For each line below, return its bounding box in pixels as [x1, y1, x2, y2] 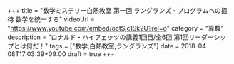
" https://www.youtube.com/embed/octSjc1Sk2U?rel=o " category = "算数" [7, 24, 224, 32]
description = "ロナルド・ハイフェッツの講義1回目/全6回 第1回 [7, 33, 189, 41]
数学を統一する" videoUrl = [15, 15, 95, 23]
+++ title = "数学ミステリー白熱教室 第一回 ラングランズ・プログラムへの [7, 6, 221, 14]
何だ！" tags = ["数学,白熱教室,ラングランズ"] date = [26, 42, 180, 50]
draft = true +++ [67, 50, 116, 58]
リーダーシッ [188, 33, 227, 41]
